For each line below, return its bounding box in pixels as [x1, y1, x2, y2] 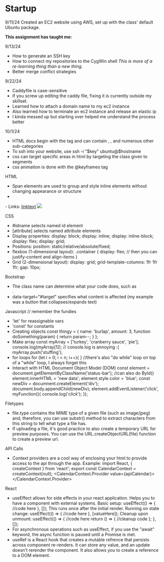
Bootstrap [5, 273, 25, 280]
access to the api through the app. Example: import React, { [12, 460, 133, 466]
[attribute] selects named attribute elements [12, 228, 101, 234]
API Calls [5, 445, 23, 452]
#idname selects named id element [12, 222, 83, 228]
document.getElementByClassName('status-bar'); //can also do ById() [12, 370, 154, 376]
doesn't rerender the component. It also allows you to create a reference [12, 547, 159, 553]
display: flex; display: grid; [12, 238, 65, 244]
